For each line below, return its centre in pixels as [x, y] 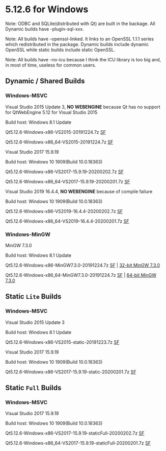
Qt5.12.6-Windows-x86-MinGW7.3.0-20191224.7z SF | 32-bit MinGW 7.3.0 [83, 265]
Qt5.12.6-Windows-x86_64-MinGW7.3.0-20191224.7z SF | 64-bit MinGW [81, 275]
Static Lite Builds [33, 296]
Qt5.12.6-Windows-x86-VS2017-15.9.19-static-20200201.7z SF [71, 372]
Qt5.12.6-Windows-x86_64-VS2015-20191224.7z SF [59, 142]
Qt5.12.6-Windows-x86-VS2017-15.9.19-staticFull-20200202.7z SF [75, 433]
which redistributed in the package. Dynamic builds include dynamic [77, 44]
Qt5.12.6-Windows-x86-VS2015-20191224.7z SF [56, 132]
